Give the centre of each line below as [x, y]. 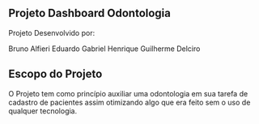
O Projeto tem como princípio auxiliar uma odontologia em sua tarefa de [128, 93]
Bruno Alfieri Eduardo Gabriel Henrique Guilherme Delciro [104, 49]
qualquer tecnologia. [43, 111]
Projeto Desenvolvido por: [52, 32]
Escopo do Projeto [55, 74]
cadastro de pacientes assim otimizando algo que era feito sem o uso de [129, 102]
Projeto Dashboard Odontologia [90, 13]
